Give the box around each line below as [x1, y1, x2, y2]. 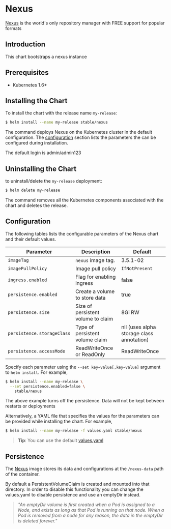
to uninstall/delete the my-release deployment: [5, 178, 103, 184]
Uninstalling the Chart [5, 164, 77, 173]
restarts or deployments [5, 403, 56, 409]
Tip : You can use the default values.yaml [17, 437, 103, 444]
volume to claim [75, 315, 113, 322]
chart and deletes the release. [5, 202, 68, 209]
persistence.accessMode [8, 348, 66, 354]
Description [81, 248, 110, 255]
